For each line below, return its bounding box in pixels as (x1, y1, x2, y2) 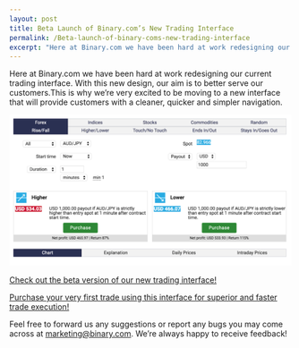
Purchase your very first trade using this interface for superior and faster (9, 292, 278, 303)
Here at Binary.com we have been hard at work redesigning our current (9, 68, 272, 80)
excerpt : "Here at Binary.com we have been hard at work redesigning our (9, 43, 291, 52)
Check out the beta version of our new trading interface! (9, 275, 218, 285)
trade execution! (9, 301, 70, 312)
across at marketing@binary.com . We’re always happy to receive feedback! (9, 328, 288, 339)
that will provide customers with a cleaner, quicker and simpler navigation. (9, 97, 284, 107)
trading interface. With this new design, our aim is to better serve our (9, 78, 264, 89)
